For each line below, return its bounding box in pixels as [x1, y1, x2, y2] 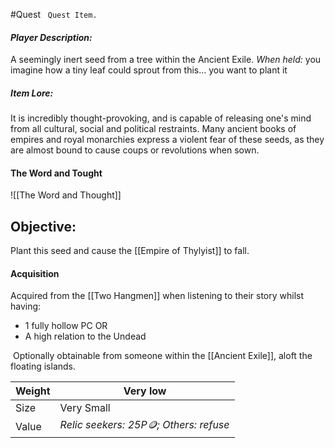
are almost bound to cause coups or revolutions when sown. [10, 144, 260, 156]
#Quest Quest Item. [10, 9, 98, 20]
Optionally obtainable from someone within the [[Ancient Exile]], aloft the [12, 350, 313, 362]
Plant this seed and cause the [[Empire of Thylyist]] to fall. [10, 245, 250, 257]
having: [10, 300, 42, 313]
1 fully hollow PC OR [24, 320, 108, 332]
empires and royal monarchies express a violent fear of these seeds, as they [10, 134, 325, 146]
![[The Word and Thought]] [10, 189, 122, 201]
